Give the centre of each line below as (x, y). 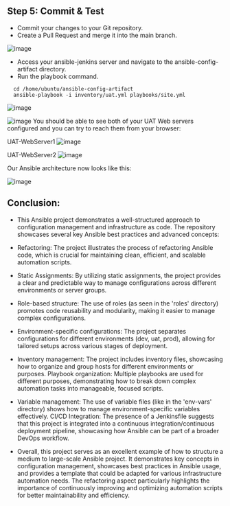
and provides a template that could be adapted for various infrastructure (119, 473)
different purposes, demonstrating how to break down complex (106, 381)
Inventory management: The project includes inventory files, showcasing (120, 359)
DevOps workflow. (43, 438)
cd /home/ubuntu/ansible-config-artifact (73, 89)
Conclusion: (34, 203)
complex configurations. (51, 318)
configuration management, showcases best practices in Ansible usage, (119, 465)
